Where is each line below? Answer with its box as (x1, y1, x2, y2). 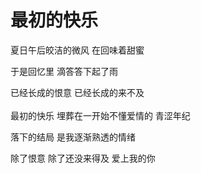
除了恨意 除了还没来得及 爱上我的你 (10, 152, 156, 164)
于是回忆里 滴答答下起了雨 (10, 65, 118, 77)
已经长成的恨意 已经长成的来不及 (10, 86, 145, 98)
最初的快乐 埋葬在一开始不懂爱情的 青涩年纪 (10, 109, 191, 121)
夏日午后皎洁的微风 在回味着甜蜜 (10, 44, 145, 56)
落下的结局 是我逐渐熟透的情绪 (10, 131, 136, 143)
